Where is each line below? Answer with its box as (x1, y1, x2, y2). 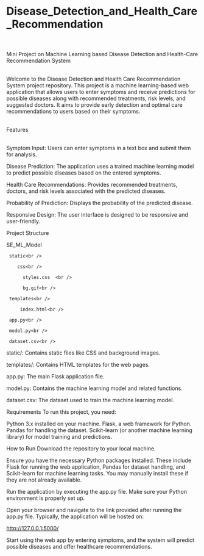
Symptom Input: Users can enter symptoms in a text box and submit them (6, 144, 191, 151)
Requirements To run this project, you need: (6, 408, 116, 416)
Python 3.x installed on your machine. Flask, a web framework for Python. (6, 420, 192, 427)
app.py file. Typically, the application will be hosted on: (6, 513, 144, 520)
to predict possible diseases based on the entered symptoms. (6, 169, 161, 176)
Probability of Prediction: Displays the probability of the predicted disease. (6, 199, 193, 206)
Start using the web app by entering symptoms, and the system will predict (6, 536, 195, 544)
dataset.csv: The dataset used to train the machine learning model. (6, 396, 175, 403)
